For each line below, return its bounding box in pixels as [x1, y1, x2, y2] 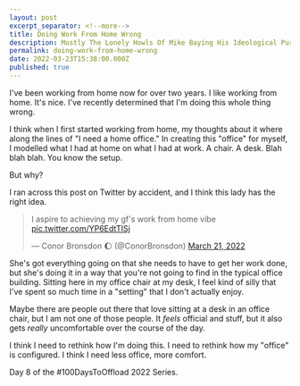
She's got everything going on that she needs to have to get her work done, [9, 257, 287, 268]
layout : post [9, 13, 58, 22]
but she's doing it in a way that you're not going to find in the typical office [9, 267, 283, 278]
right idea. [9, 196, 47, 206]
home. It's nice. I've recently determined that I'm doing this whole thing [9, 96, 271, 107]
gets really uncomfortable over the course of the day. [9, 323, 205, 333]
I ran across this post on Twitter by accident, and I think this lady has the [9, 187, 276, 197]
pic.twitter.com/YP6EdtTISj [30, 222, 131, 233]
